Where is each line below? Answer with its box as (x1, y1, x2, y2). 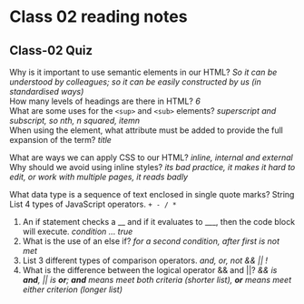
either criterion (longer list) (22, 284, 123, 295)
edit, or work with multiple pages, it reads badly (9, 171, 189, 182)
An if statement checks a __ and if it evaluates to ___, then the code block (22, 217, 296, 227)
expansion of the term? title (9, 135, 112, 145)
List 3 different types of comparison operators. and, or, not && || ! (22, 255, 269, 266)
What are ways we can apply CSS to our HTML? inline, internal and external (9, 152, 293, 163)
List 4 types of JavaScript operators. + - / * (9, 198, 177, 209)
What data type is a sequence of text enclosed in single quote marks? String (9, 189, 295, 199)
